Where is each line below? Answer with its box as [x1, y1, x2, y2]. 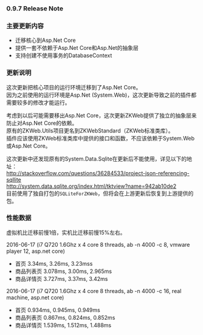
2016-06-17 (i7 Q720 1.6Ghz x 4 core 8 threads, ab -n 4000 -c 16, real [6, 287, 182, 294]
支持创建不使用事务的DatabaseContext [15, 52, 112, 59]
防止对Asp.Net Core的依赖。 [6, 119, 78, 126]
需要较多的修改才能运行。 [6, 98, 71, 106]
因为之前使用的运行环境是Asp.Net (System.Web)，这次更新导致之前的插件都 [6, 91, 196, 98]
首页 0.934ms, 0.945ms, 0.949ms [15, 306, 100, 314]
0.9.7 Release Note [6, 4, 64, 13]
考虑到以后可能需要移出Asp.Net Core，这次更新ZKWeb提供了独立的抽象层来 [6, 111, 197, 119]
